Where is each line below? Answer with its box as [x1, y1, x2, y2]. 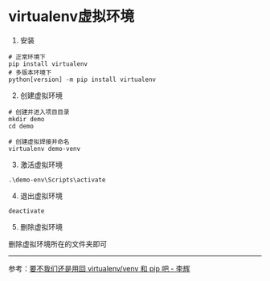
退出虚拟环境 [19, 190, 63, 201]
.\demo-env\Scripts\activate [8, 176, 106, 184]
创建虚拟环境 [19, 90, 63, 100]
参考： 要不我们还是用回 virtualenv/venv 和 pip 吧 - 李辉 [8, 263, 190, 273]
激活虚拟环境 [19, 160, 63, 169]
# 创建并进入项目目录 [8, 108, 70, 116]
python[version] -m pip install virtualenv [8, 75, 157, 83]
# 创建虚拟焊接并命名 [8, 137, 70, 145]
